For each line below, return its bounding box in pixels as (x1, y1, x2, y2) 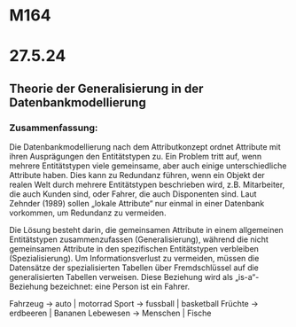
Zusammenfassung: (9, 121, 98, 134)
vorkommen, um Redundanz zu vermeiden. (9, 207, 167, 218)
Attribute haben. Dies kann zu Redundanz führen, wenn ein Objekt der (9, 170, 266, 181)
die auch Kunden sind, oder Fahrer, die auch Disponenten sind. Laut (9, 189, 257, 199)
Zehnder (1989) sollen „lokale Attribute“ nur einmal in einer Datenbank (9, 199, 265, 209)
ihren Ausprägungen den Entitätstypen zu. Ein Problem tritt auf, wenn (9, 152, 262, 162)
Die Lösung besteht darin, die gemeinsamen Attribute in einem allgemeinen (9, 225, 284, 236)
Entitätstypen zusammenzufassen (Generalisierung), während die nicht (9, 234, 269, 245)
